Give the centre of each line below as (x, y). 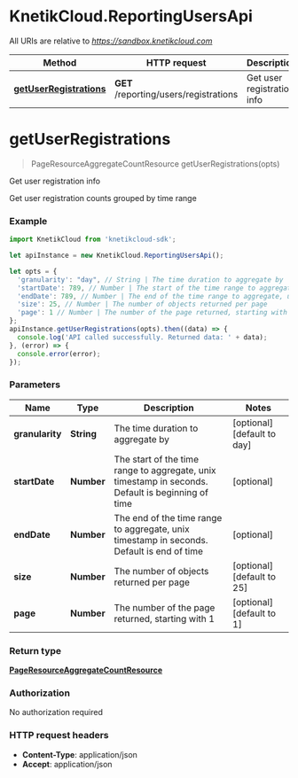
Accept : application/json (67, 764)
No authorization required (56, 712)
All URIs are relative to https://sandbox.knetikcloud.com (111, 41)
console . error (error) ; (59, 354)
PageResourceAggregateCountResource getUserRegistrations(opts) (155, 163)
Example (28, 221)
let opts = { (33, 271)
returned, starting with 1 (165, 619)
